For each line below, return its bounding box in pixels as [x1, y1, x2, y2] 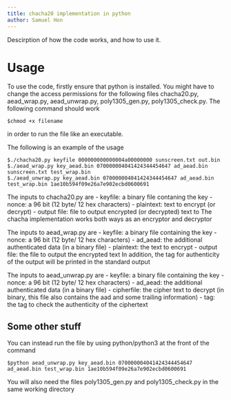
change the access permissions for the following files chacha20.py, [7, 90, 199, 98]
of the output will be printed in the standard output [7, 258, 150, 266]
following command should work [7, 104, 100, 113]
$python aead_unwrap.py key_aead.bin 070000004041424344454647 [7, 360, 193, 367]
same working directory [7, 385, 74, 394]
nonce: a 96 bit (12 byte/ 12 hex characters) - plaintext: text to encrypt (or [7, 200, 216, 209]
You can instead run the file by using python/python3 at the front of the [7, 339, 210, 347]
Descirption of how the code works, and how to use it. [7, 35, 161, 44]
